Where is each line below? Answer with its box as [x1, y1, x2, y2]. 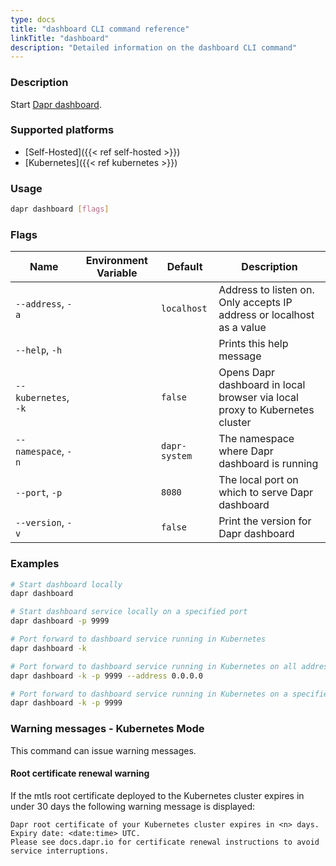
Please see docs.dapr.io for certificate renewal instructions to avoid [10, 837, 320, 847]
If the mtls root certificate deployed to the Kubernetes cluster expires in [10, 789, 305, 801]
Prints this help [218, 337, 289, 351]
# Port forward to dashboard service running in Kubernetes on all [10, 661, 298, 671]
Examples [10, 557, 60, 571]
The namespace [218, 432, 295, 446]
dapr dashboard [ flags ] [10, 204, 110, 215]
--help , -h [15, 343, 63, 357]
